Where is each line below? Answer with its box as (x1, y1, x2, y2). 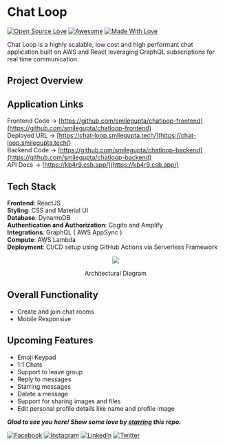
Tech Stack (7, 181, 56, 192)
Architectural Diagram (85, 269, 147, 277)
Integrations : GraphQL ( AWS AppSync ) (7, 228, 122, 236)
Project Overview (7, 75, 83, 87)
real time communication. (7, 54, 79, 63)
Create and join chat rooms (17, 307, 94, 316)
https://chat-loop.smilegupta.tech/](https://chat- (58, 132, 196, 140)
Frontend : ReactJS (7, 199, 61, 207)
